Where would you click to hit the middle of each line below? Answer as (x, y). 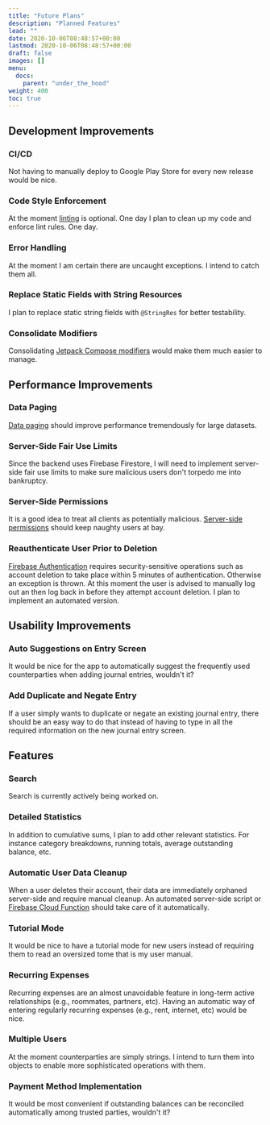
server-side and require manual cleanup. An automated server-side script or (135, 899)
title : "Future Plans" (46, 16)
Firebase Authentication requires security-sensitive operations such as (126, 566)
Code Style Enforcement (57, 201)
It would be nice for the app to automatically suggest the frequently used (129, 666)
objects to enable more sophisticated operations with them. (107, 1065)
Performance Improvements (81, 385)
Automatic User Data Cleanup (68, 873)
